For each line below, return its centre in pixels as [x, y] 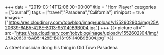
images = [14, 17]
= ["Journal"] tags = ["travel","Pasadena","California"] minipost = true [75, 12]
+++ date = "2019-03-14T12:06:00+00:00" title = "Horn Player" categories [81, 7]
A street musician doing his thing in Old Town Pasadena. [62, 47]
